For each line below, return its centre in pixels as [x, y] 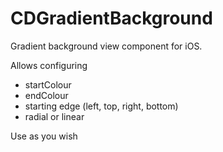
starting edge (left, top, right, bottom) [101, 106]
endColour [46, 95]
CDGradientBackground [111, 18]
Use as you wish [44, 136]
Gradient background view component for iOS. [106, 46]
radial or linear [54, 116]
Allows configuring [49, 65]
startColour [48, 84]
